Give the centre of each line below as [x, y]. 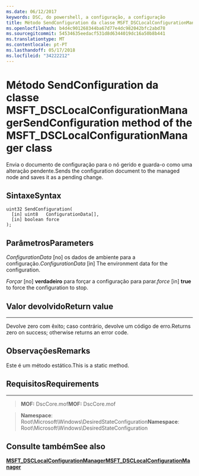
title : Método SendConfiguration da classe [61, 23]
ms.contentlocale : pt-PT [37, 45]
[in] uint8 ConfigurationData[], [55, 215]
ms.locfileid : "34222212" [38, 56]
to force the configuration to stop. [47, 287]
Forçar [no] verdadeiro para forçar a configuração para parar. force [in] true [99, 282]
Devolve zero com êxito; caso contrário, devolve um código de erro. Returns [99, 326]
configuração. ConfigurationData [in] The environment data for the [87, 264]
